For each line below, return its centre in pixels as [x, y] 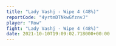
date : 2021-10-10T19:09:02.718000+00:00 [58, 34]
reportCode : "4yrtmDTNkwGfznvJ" [47, 17]
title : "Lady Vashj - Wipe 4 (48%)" [53, 12]
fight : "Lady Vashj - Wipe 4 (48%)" [53, 28]
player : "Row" [24, 23]
